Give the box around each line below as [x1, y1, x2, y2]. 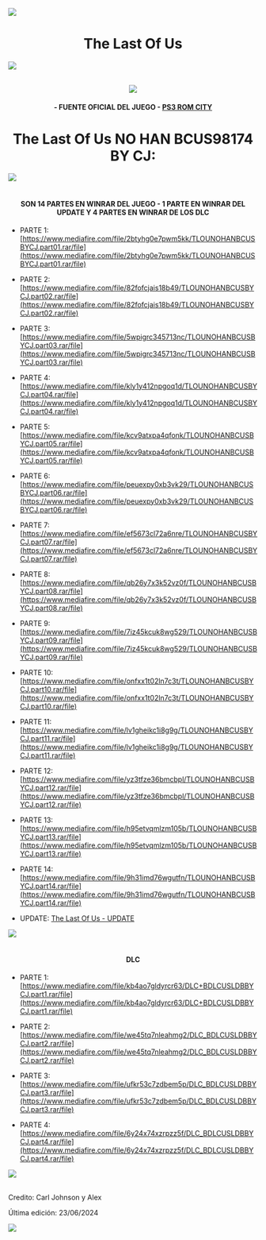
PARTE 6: [19, 471, 51, 481]
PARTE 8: [19, 569, 51, 579]
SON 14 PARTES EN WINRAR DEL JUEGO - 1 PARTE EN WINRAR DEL [20, 199, 246, 209]
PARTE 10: [19, 667, 54, 677]
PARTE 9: [19, 618, 51, 628]
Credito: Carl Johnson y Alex [8, 1192, 102, 1202]
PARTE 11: [19, 717, 52, 726]
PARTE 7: [19, 520, 50, 530]
